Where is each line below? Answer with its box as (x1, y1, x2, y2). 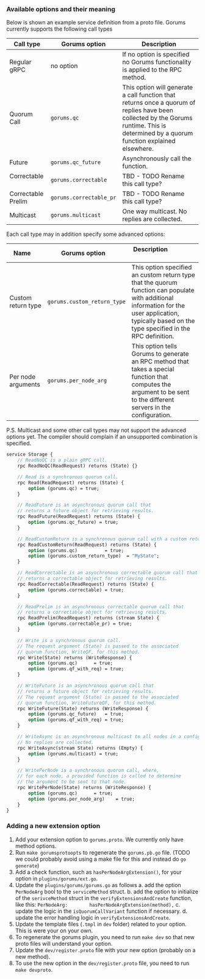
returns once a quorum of (122, 99, 196, 107)
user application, (131, 309, 179, 317)
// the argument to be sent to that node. (17, 779, 127, 785)
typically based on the (131, 317, 195, 325)
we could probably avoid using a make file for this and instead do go (15, 855, 186, 863)
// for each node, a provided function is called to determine (17, 773, 182, 779)
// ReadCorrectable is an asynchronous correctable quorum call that (17, 570, 198, 576)
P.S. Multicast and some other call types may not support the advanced (6, 426, 187, 434)
